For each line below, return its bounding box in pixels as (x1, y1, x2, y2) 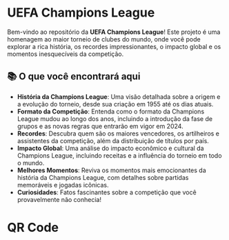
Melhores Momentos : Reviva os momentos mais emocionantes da (17, 166, 206, 174)
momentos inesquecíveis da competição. (7, 50, 124, 58)
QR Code (7, 219, 59, 235)
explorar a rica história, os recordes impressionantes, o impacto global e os (7, 42, 221, 50)
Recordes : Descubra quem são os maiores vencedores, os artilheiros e (17, 129, 219, 138)
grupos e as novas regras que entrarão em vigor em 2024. (17, 122, 184, 130)
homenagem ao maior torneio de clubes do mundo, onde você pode (7, 35, 201, 43)
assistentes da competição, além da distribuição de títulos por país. (17, 136, 209, 145)
